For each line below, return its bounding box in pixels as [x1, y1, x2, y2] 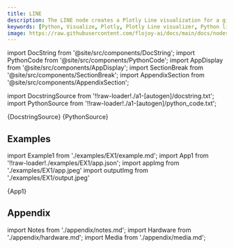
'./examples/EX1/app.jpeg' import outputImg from [7, 166, 148, 175]
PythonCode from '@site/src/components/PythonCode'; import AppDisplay [7, 56, 224, 65]
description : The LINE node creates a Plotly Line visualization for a [7, 17, 219, 24]
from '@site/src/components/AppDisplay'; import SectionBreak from [7, 63, 204, 72]
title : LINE [7, 10, 42, 17]
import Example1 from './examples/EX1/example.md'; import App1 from [7, 151, 209, 160]
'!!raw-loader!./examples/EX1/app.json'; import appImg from [7, 159, 180, 167]
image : [7, 29, 26, 37]
